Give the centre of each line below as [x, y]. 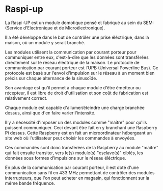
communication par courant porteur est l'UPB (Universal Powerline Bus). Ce [82, 68]
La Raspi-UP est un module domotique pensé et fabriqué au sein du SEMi [79, 23]
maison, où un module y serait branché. [45, 42]
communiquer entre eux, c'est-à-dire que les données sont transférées [77, 57]
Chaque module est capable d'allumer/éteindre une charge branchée [75, 108]
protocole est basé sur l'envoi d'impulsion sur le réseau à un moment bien [80, 73]
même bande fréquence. [30, 183]
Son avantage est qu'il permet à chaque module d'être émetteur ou [73, 87]
